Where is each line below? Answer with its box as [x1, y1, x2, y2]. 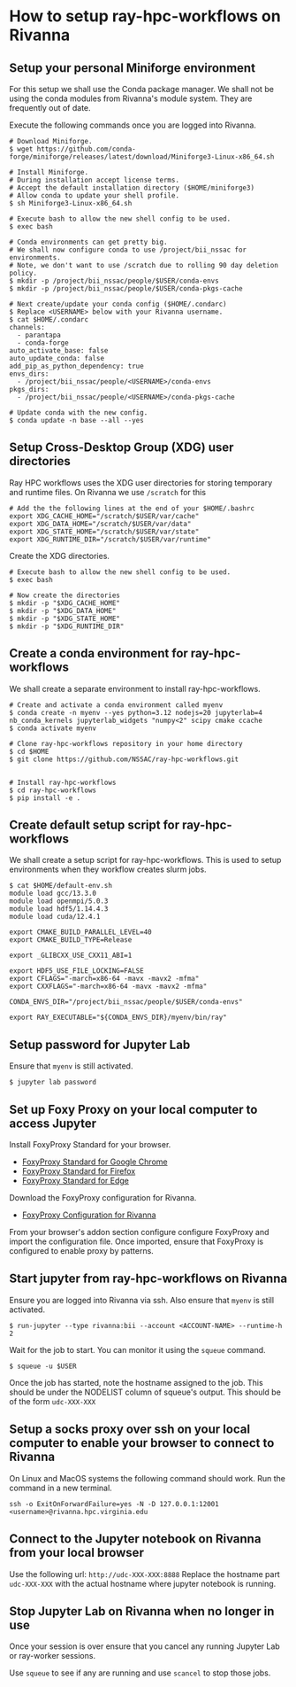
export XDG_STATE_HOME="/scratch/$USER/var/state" [9, 527, 200, 536]
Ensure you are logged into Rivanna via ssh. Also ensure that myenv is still [9, 1294, 275, 1305]
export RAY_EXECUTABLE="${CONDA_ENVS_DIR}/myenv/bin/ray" [9, 1013, 227, 1022]
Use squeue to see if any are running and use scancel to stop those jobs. [9, 1668, 271, 1678]
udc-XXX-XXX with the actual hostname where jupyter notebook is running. [9, 1578, 277, 1589]
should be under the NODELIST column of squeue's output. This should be [9, 1387, 281, 1397]
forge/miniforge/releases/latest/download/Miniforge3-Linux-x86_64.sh [9, 152, 275, 161]
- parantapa [17, 330, 62, 339]
